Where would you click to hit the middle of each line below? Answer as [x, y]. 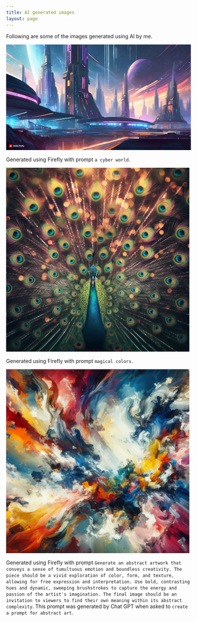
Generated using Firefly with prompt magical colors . [69, 361]
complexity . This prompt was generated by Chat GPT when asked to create [97, 607]
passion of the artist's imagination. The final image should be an [91, 594]
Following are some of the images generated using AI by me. [79, 36]
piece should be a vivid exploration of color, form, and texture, [90, 576]
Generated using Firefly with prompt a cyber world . [68, 159]
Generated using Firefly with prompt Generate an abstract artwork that [94, 563]
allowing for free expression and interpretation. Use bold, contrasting [98, 582]
